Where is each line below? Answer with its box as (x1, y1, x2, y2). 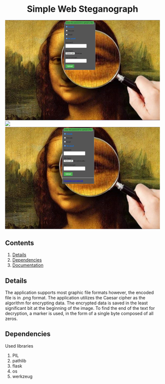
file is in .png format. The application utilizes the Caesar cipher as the (5, 295, 146, 301)
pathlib (12, 357, 27, 363)
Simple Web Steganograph (27, 3, 138, 15)
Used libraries (5, 343, 33, 349)
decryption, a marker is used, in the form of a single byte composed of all (5, 311, 154, 317)
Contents (5, 238, 34, 247)
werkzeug (12, 373, 33, 379)
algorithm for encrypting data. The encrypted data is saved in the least (5, 300, 148, 306)
